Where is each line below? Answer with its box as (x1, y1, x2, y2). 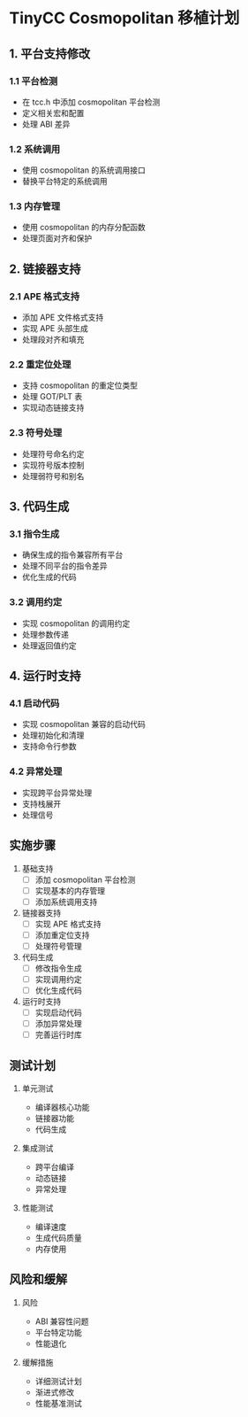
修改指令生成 (34, 963, 82, 973)
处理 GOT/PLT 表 (21, 391, 83, 402)
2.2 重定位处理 (9, 359, 71, 371)
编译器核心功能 (34, 1102, 90, 1112)
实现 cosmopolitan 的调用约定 (21, 617, 131, 629)
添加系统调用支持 (34, 896, 98, 907)
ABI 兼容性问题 (34, 1316, 90, 1327)
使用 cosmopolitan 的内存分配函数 (21, 222, 146, 233)
